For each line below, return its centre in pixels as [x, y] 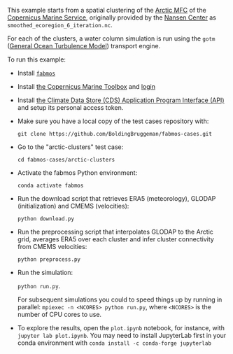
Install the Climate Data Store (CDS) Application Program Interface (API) [121, 100]
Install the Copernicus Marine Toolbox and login [86, 86]
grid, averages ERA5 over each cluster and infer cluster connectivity [116, 239]
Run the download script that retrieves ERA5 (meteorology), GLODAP [116, 198]
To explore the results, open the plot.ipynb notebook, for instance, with [121, 328]
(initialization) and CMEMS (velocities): [73, 206]
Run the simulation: [45, 272]
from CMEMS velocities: [52, 247]
